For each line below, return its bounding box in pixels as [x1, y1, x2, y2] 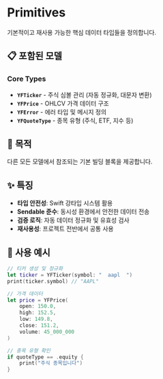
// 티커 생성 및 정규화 [7, 265, 63, 272]
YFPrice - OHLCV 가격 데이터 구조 [16, 99, 109, 107]
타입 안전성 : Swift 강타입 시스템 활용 [16, 199, 113, 207]
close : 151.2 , [19, 322, 59, 329]
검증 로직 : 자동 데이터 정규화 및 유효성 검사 [16, 216, 130, 224]
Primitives [7, 5, 66, 21]
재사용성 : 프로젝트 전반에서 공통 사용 [16, 224, 114, 233]
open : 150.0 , [19, 303, 57, 310]
